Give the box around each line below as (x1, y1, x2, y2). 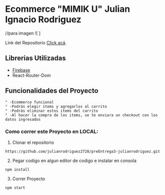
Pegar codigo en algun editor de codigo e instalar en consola (12, 158, 137, 163)
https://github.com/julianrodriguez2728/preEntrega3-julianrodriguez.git (5, 149, 161, 154)
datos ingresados (5, 117, 41, 122)
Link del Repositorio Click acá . (5, 39, 67, 45)
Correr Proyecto (12, 176, 45, 182)
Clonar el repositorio (12, 139, 54, 145)
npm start (5, 185, 26, 190)
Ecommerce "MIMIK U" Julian (5, 3, 130, 15)
